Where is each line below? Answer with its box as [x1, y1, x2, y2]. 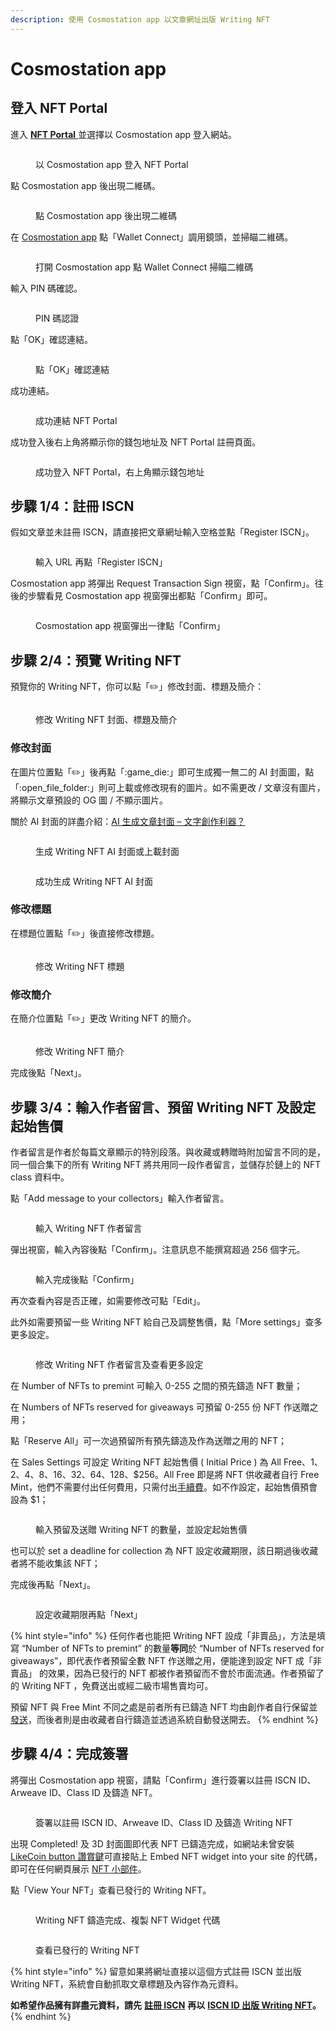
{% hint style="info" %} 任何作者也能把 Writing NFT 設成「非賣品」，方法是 [10, 1629, 317, 1641]
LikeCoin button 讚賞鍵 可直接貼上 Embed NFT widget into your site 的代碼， [10, 1850, 323, 1862]
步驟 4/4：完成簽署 [10, 1746, 129, 1763]
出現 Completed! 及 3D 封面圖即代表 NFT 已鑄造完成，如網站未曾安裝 [10, 1837, 295, 1850]
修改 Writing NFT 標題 [35, 960, 125, 972]
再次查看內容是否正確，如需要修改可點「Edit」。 [10, 1294, 206, 1306]
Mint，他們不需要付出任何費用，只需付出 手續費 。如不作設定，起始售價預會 [10, 1481, 318, 1493]
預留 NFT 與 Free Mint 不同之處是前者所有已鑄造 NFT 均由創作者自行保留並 [10, 1701, 318, 1713]
